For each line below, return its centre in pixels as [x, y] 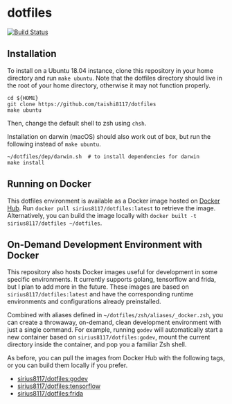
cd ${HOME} [23, 98]
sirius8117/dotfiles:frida [50, 394]
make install [26, 162]
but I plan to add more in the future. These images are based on [98, 287]
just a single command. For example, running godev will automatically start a [115, 330]
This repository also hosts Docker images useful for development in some [113, 272]
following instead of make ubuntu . [54, 144]
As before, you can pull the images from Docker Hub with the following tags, [116, 358]
